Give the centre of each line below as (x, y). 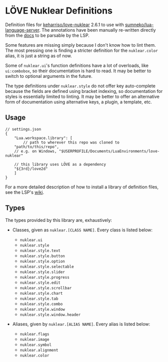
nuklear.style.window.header (50, 315)
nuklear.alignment (39, 350)
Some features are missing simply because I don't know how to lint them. (80, 45)
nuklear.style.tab (39, 299)
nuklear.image (34, 339)
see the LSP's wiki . (24, 192)
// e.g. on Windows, (35, 151)
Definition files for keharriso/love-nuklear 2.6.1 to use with (64, 25)
